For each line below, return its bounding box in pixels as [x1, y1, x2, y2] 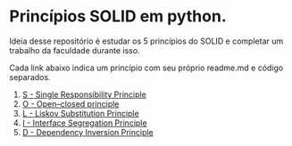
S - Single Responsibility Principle [21, 89, 147, 100]
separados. [9, 71, 51, 82]
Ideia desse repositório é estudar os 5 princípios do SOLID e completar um [9, 36, 284, 46]
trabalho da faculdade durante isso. [9, 45, 140, 55]
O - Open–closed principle [21, 98, 120, 109]
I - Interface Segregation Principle [21, 118, 147, 128]
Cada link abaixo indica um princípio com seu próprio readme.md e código [9, 62, 284, 73]
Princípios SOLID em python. [9, 6, 227, 27]
